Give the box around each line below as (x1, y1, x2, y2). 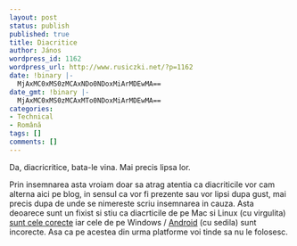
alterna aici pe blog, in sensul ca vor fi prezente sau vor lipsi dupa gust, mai (9, 188, 287, 199)
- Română (9, 121, 42, 130)
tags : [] (9, 129, 42, 138)
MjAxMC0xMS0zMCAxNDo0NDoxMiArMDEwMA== (17, 79, 162, 88)
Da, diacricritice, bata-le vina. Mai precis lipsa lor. (9, 161, 191, 172)
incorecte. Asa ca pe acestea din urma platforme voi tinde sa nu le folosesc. (9, 226, 288, 237)
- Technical (9, 112, 54, 121)
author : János (9, 46, 62, 55)
